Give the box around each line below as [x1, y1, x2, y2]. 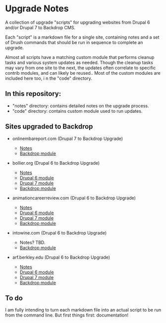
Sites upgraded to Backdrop [5, 122, 93, 131]
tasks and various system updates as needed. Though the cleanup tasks [5, 59, 154, 65]
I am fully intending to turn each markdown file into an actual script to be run [5, 307, 162, 313]
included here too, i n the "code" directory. [5, 75, 93, 81]
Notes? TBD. [19, 239, 46, 245]
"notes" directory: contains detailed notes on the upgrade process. [12, 102, 150, 109]
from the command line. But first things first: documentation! [5, 312, 129, 318]
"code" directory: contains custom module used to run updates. [12, 108, 143, 114]
